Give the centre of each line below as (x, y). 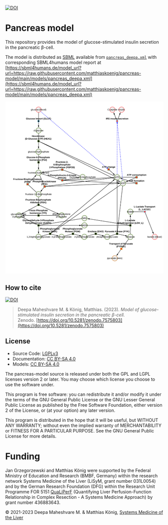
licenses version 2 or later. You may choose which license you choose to (80, 379)
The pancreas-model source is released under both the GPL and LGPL (78, 374)
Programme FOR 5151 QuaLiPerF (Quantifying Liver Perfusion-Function (78, 492)
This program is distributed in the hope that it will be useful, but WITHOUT (82, 420)
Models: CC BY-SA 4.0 (36, 364)
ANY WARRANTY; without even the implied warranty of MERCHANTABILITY (83, 425)
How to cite (23, 287)
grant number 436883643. (33, 502)
